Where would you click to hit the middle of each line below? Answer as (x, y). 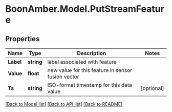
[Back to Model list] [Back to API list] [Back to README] (64, 104)
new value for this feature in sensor (90, 70)
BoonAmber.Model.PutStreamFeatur (85, 9)
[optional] (152, 88)
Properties (23, 39)
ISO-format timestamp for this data (90, 85)
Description (92, 53)
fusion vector (63, 77)
